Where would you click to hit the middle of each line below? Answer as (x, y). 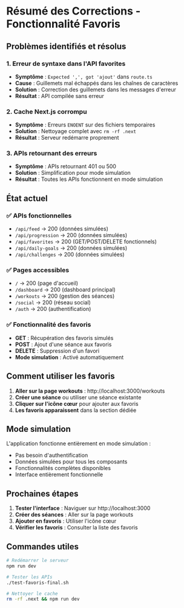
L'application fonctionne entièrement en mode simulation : (79, 443)
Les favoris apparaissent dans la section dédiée (76, 410)
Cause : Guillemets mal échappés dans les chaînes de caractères (97, 83)
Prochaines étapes (42, 493)
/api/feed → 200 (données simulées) (62, 229)
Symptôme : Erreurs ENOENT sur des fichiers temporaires (85, 125)
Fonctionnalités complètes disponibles (63, 468)
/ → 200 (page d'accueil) (47, 283)
